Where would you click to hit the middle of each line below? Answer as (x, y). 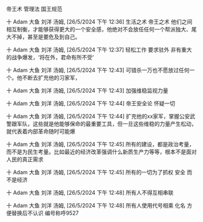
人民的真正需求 (25, 159)
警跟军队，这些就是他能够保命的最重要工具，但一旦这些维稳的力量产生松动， (101, 124)
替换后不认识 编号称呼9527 (45, 213)
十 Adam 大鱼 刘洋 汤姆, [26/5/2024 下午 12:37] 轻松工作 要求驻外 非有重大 (99, 50)
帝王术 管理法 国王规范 (34, 9)
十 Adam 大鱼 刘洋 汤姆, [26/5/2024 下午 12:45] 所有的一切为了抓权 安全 (96, 172)
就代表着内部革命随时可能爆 (41, 131)
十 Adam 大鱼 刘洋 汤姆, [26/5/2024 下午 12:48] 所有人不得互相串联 (90, 193)
